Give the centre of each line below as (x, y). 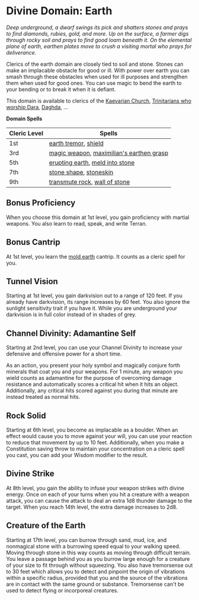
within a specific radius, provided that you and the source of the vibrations (97, 577)
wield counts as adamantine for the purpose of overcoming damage (89, 378)
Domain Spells (24, 118)
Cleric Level (26, 133)
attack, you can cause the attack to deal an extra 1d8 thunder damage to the (99, 500)
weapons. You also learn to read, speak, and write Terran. (76, 223)
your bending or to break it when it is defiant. (61, 89)
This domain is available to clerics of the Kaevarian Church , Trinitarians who (99, 101)
